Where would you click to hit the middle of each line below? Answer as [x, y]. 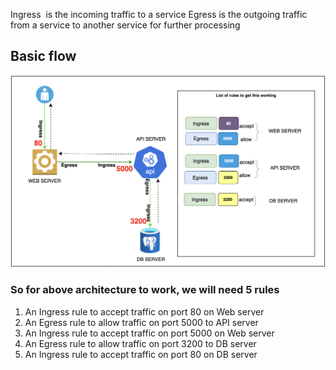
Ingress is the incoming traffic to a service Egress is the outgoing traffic [159, 14]
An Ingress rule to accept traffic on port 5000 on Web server [149, 333]
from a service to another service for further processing [125, 25]
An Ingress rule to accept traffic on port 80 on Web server [144, 311]
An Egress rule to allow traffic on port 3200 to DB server [140, 343]
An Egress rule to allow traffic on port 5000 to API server [141, 322]
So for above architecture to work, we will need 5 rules [145, 290]
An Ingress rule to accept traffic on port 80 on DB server [141, 354]
